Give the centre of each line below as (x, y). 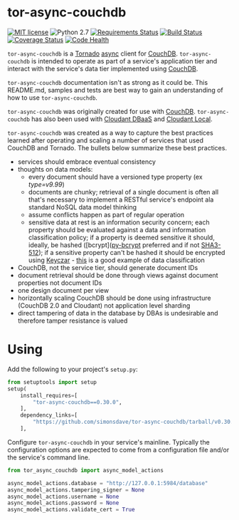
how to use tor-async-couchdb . (53, 98)
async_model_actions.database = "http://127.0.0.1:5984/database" (108, 483)
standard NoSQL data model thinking (83, 207)
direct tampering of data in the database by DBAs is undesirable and (118, 313)
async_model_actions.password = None (63, 503)
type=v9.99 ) (47, 184)
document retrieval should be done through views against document (118, 275)
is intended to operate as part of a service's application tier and (124, 61)
